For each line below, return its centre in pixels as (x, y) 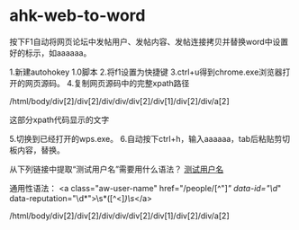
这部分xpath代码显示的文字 (59, 119)
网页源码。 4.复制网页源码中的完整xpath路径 (107, 83)
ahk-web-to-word (77, 16)
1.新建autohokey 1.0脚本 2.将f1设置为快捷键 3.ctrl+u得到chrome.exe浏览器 (146, 72)
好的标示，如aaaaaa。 (50, 53)
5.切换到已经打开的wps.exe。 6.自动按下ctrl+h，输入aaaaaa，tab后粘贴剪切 (150, 138)
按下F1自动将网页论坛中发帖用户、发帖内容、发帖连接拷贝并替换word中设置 (149, 41)
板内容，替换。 (37, 150)
